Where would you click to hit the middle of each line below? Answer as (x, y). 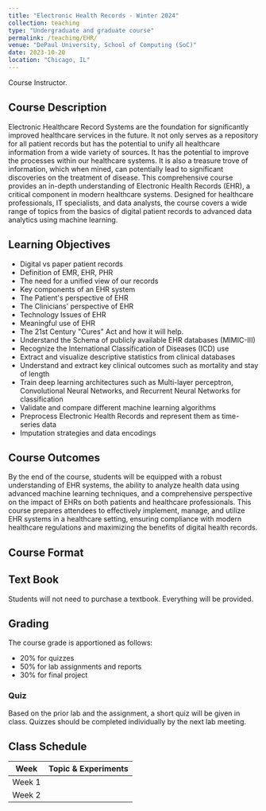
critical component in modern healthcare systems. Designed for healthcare (131, 194)
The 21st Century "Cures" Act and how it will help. (102, 332)
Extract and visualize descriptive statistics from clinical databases (127, 357)
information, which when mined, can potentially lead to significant (116, 169)
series (30, 424)
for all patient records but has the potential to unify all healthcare (114, 143)
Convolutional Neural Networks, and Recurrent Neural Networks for (130, 390)
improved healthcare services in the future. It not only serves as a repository (133, 135)
